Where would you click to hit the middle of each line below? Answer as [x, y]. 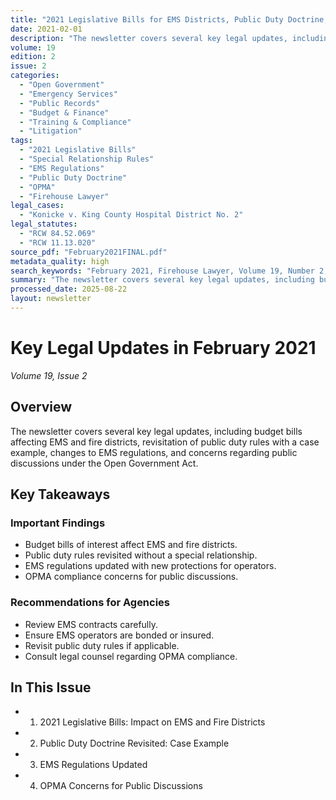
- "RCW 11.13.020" [58, 242]
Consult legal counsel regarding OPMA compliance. [131, 656]
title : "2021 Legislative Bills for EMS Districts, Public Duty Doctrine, [169, 19]
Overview [41, 407]
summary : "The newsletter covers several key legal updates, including [162, 280]
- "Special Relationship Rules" [87, 159]
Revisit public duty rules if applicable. [102, 645]
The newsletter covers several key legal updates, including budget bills [156, 431]
